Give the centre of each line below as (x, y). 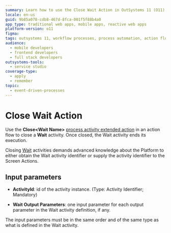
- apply (18, 76)
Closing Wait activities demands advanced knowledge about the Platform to (85, 150)
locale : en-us (20, 15)
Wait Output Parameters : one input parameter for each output (78, 205)
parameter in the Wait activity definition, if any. (62, 210)
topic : (12, 85)
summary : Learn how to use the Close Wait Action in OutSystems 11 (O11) (85, 10)
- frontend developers (34, 52)
